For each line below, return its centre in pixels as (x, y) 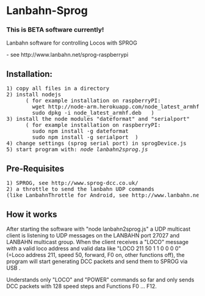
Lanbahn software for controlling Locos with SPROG (72, 43)
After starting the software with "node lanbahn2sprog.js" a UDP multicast (99, 229)
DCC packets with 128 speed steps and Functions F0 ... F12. (82, 286)
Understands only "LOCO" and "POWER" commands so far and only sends (100, 280)
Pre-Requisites (35, 168)
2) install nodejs (34, 95)
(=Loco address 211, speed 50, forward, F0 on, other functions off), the (95, 254)
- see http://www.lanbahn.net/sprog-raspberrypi (67, 55)
